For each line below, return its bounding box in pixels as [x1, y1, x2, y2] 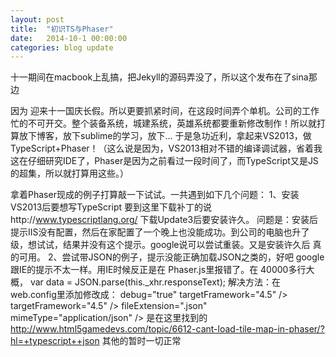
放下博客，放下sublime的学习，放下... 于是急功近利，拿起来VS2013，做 [18, 130, 312, 142]
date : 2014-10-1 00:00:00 [10, 33, 128, 43]
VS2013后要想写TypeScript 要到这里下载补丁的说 [10, 201, 212, 213]
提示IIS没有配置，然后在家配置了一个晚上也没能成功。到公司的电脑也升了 [10, 226, 310, 238]
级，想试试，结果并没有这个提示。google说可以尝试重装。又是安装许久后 [10, 239, 311, 251]
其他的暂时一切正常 [101, 335, 182, 347]
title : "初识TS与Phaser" [10, 24, 114, 34]
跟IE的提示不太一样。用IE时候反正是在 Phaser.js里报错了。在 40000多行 [10, 264, 307, 276]
